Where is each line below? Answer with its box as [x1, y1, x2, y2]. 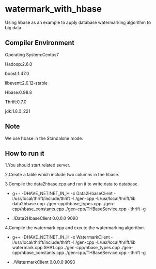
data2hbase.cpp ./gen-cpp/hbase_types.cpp [12, 201, 102, 207]
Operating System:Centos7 [5, 52, 59, 57]
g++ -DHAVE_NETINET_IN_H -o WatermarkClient [12, 234, 110, 240]
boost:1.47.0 [5, 71, 29, 76]
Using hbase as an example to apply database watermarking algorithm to [5, 19, 151, 25]
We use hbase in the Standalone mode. [5, 135, 83, 141]
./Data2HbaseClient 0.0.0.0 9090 [12, 215, 78, 221]
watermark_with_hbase [5, 3, 102, 15]
